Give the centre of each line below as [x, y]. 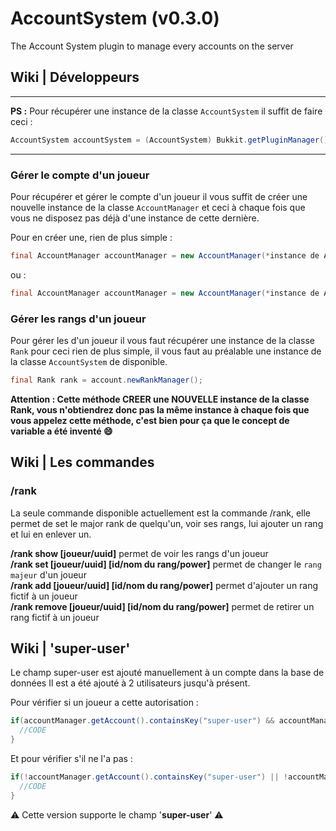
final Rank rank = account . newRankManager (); [106, 380]
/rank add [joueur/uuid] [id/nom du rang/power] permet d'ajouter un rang [164, 585]
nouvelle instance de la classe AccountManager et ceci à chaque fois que [158, 207]
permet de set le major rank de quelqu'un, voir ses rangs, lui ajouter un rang [167, 523]
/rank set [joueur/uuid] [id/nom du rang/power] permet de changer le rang [166, 564]
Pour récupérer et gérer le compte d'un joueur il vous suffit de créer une [159, 196]
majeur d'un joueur [48, 574]
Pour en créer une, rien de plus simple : [91, 237]
